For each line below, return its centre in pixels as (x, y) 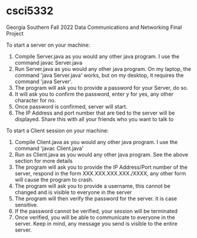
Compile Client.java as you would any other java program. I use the (96, 142)
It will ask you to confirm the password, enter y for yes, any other (94, 94)
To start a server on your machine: (48, 45)
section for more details (43, 161)
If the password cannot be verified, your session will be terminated (96, 211)
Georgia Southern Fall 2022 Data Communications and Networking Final (94, 27)
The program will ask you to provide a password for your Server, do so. (101, 87)
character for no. (35, 100)
